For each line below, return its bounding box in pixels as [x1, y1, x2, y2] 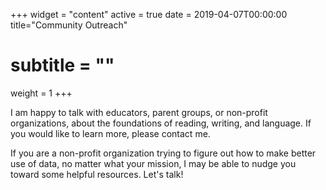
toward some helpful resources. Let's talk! [10, 168, 184, 180]
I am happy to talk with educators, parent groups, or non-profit [10, 106, 268, 118]
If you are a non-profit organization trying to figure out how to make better [10, 147, 317, 159]
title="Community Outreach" [10, 19, 128, 31]
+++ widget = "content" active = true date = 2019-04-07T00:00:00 [10, 9, 288, 20]
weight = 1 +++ [10, 87, 73, 99]
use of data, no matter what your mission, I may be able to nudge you [10, 157, 297, 169]
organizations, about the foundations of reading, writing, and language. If [10, 117, 312, 129]
